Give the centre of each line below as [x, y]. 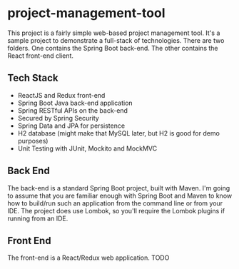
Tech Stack [33, 78]
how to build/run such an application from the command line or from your [115, 203]
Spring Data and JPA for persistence [71, 126]
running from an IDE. [38, 218]
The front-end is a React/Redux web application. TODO [88, 258]
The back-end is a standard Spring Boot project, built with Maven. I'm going [119, 188]
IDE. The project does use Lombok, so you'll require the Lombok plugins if [116, 210]
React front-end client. [40, 56]
